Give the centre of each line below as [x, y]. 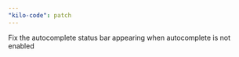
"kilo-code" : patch [40, 15]
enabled [21, 46]
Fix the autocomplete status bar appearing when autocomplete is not [119, 37]
